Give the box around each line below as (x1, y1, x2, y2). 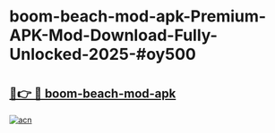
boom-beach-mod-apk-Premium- (9, 6, 267, 27)
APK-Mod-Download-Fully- (9, 25, 218, 46)
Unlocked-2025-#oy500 (9, 45, 197, 64)
